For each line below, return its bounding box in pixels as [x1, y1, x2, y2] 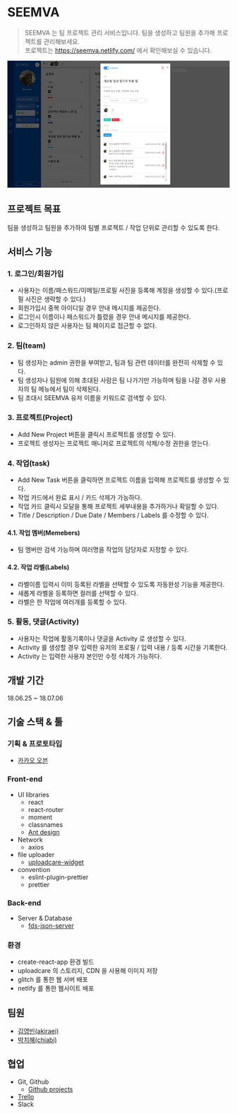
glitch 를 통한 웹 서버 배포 [17, 975, 88, 984]
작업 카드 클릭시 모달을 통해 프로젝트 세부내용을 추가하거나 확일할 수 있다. [17, 502, 219, 511]
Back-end [7, 897, 42, 907]
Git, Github [17, 1077, 49, 1086]
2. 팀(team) [7, 341, 46, 351]
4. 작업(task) [7, 458, 51, 468]
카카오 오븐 [17, 756, 49, 765]
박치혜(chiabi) [17, 1036, 58, 1044]
